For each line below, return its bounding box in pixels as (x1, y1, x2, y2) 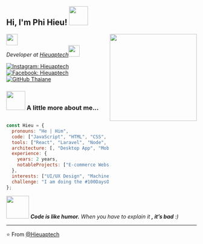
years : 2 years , (17, 156, 59, 162)
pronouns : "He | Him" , (11, 128, 69, 134)
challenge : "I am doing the (11, 179, 83, 185)
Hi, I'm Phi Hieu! (6, 18, 68, 28)
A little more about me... (26, 104, 99, 112)
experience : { (11, 151, 47, 157)
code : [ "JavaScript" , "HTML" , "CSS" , (11, 134, 107, 140)
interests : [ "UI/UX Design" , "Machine (11, 173, 110, 179)
